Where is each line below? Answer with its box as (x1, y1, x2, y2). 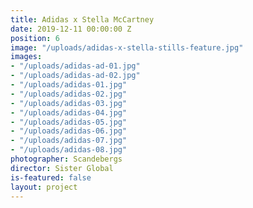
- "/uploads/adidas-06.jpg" (10, 126, 128, 136)
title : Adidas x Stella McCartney (10, 14, 155, 25)
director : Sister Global (10, 163, 114, 173)
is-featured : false (10, 172, 92, 183)
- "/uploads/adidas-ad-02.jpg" (10, 71, 141, 81)
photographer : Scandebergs (10, 154, 123, 164)
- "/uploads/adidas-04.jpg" (10, 107, 128, 118)
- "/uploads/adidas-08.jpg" (10, 145, 128, 155)
